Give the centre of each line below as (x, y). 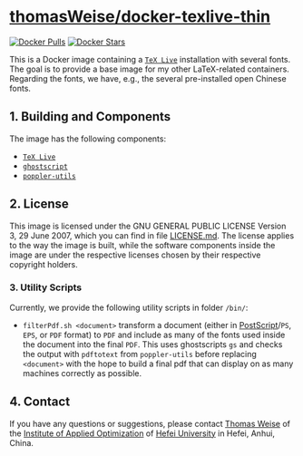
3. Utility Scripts (46, 287)
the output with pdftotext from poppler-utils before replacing (139, 354)
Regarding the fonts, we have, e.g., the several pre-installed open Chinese (148, 78)
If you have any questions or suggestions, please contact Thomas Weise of (150, 423)
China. (22, 442)
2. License (39, 204)
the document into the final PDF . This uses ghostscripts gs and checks (152, 344)
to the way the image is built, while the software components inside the (142, 245)
